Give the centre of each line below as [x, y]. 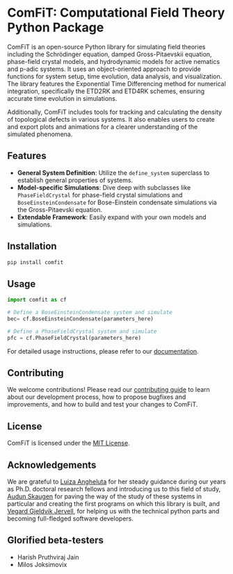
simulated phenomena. [40, 134]
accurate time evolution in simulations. [62, 98]
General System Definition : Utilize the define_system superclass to [113, 172]
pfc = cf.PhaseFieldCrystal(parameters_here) [74, 338]
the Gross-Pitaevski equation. [60, 209]
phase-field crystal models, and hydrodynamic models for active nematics [114, 61]
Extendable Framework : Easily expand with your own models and [112, 217]
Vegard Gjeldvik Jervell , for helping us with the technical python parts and [113, 511]
